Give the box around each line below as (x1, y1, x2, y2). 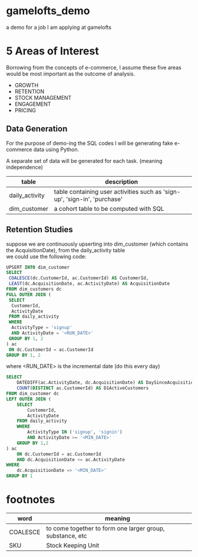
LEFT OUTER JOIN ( (6, 396, 51, 402)
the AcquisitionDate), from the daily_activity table (6, 246, 126, 253)
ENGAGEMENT (14, 100, 51, 108)
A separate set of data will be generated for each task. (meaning (6, 157, 163, 164)
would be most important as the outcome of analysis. (6, 70, 136, 77)
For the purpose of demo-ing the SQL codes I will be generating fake (6, 139, 173, 146)
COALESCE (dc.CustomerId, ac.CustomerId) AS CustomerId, (8, 275, 149, 281)
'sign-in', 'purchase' (65, 195, 123, 203)
